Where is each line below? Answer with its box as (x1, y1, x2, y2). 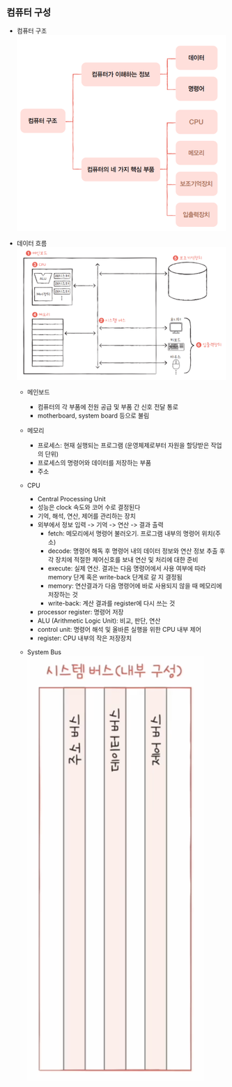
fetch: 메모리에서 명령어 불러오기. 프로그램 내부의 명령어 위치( (47, 529, 215, 538)
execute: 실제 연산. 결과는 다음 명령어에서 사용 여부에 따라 (47, 564, 206, 572)
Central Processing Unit (37, 494, 106, 503)
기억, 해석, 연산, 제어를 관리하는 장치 (37, 512, 137, 520)
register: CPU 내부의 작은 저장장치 (37, 634, 132, 642)
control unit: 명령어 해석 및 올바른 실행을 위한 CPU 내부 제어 (37, 625, 201, 633)
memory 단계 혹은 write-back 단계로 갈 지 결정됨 (47, 572, 183, 581)
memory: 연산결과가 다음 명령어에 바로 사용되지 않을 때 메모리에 (47, 582, 222, 590)
